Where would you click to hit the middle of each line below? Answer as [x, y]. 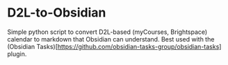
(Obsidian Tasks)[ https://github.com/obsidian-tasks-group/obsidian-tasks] [114, 46]
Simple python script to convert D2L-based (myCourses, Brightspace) [107, 32]
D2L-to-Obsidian [57, 13]
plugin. [17, 54]
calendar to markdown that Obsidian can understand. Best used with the [111, 39]
